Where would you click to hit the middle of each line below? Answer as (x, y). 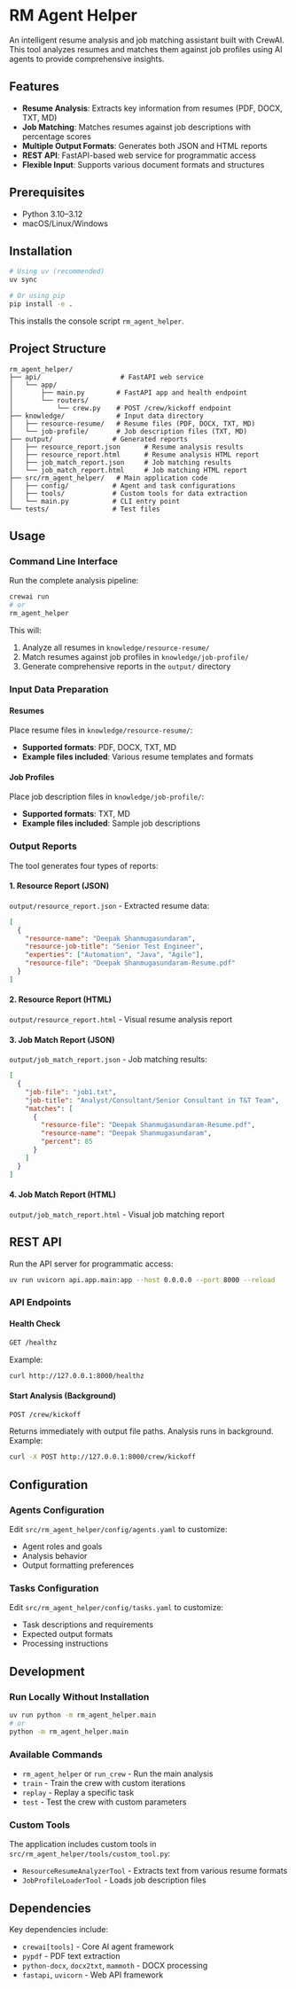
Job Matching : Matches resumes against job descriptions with (136, 127)
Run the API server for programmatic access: (91, 1264)
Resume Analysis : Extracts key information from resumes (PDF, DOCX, (152, 108)
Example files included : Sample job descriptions (111, 823)
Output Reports (43, 846)
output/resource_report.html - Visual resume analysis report (121, 1020)
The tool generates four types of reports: (84, 865)
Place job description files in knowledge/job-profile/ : (107, 797)
